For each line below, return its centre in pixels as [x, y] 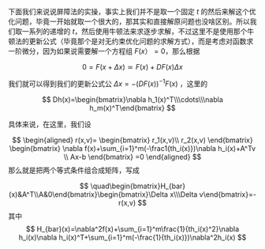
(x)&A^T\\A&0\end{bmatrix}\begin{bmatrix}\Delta [88, 194]
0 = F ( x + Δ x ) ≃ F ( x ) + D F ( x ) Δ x [132, 67]
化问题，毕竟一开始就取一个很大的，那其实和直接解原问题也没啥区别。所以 [129, 21]
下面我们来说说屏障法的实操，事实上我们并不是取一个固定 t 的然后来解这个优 [132, 11]
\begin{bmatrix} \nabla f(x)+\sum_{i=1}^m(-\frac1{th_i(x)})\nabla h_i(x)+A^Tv [132, 148]
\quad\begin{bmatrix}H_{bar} [138, 186]
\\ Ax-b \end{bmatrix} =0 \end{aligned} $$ [132, 157]
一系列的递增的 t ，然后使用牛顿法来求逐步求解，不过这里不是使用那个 [134, 31]
